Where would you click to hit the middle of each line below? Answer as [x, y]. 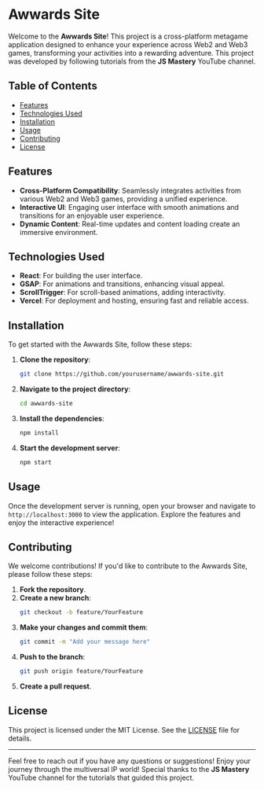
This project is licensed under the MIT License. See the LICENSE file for [124, 729]
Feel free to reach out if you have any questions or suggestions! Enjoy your [130, 761]
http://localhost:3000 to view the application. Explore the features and [125, 514]
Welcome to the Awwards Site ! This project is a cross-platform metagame [128, 36]
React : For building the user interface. [81, 276]
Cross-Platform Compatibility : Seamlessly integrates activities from [130, 190]
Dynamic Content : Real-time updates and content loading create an [130, 224]
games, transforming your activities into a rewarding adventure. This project [131, 53]
